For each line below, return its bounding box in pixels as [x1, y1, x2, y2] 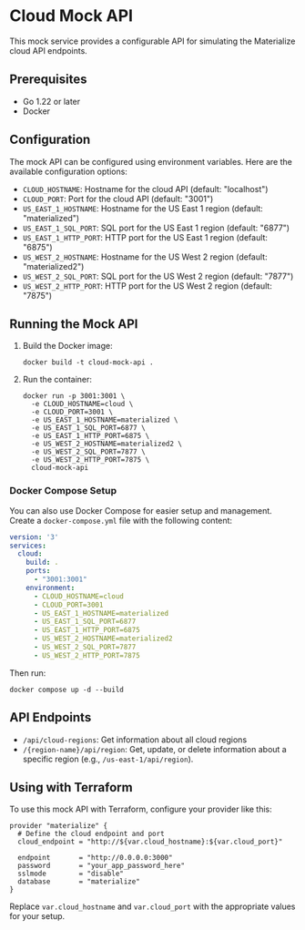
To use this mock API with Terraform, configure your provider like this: [9, 803, 273, 815]
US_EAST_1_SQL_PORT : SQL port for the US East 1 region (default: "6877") [22, 222, 290, 233]
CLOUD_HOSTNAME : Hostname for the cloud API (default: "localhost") [22, 183, 269, 194]
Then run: [9, 667, 46, 679]
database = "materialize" [17, 877, 141, 886]
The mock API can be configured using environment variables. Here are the [9, 156, 293, 167]
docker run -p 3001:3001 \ [22, 392, 126, 401]
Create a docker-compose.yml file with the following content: [9, 515, 233, 526]
